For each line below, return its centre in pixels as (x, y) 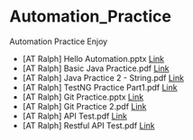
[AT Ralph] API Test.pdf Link (75, 116)
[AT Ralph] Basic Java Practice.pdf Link (96, 68)
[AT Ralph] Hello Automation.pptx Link (93, 58)
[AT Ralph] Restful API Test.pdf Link (88, 125)
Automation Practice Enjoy (59, 41)
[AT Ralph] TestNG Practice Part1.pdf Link (100, 87)
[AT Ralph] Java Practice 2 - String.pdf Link (103, 77)
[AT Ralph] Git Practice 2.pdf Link (84, 106)
